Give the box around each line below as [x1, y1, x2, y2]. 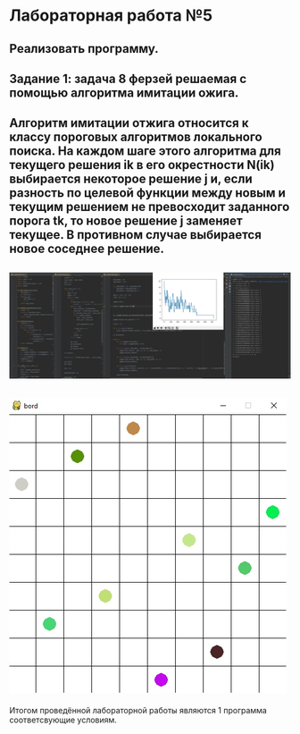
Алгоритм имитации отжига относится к [9, 115, 249, 131]
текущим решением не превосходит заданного [9, 199, 290, 215]
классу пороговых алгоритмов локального [9, 130, 262, 145]
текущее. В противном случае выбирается [9, 227, 262, 242]
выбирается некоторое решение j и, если [9, 172, 253, 187]
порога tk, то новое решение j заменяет [9, 214, 243, 229]
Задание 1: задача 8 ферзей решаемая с [9, 71, 247, 86]
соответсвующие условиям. [9, 714, 118, 725]
